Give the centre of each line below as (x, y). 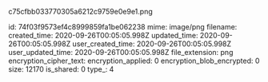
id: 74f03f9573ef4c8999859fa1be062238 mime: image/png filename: (123, 27)
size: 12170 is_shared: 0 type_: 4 (61, 69)
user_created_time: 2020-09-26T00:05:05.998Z (152, 44)
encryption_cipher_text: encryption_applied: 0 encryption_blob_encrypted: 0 (134, 61)
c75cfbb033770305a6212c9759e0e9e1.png (81, 12)
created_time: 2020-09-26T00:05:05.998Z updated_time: (103, 35)
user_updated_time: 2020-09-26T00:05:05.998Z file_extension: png (121, 52)
